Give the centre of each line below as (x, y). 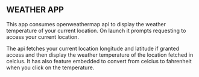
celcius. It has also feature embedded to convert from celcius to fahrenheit (99, 61)
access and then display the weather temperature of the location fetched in (100, 55)
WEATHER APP (35, 10)
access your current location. (43, 37)
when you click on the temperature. (50, 67)
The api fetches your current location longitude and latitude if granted (93, 48)
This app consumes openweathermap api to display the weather (86, 24)
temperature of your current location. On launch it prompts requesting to (96, 30)
